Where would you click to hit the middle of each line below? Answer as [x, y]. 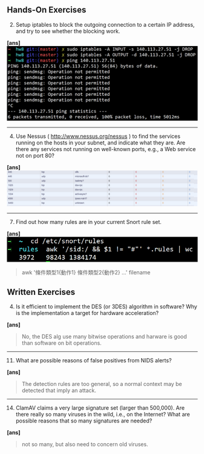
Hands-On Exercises [47, 10]
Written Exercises [41, 292]
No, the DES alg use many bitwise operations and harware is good [104, 337]
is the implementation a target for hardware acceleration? [87, 313]
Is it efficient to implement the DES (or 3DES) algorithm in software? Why [106, 307]
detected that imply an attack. [59, 390]
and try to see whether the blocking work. [68, 31]
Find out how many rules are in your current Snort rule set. [89, 222]
